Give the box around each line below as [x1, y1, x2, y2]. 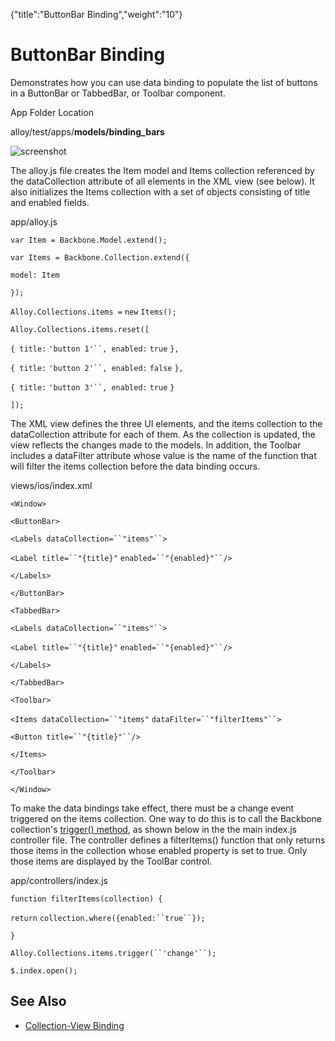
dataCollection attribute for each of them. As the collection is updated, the [10, 428, 316, 440]
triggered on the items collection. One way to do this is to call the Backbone [10, 812, 323, 824]
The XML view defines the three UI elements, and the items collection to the [10, 417, 323, 429]
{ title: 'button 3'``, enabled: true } [10, 382, 175, 393]
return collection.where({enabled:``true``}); [10, 913, 206, 923]
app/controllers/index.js [10, 874, 108, 886]
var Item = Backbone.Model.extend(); [10, 235, 168, 245]
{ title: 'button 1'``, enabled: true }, [10, 344, 180, 354]
